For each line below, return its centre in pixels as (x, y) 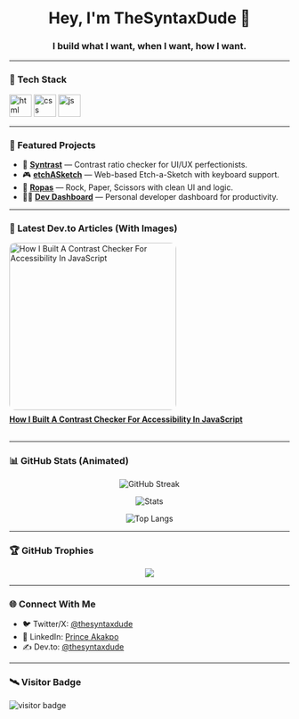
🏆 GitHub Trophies (52, 550)
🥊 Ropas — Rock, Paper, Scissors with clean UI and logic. (128, 187)
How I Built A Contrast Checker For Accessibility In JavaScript (126, 419)
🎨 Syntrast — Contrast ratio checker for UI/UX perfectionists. (134, 165)
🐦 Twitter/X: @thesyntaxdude (77, 624)
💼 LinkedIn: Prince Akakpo (70, 637)
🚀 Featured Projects (53, 145)
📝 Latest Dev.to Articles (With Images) (93, 228)
